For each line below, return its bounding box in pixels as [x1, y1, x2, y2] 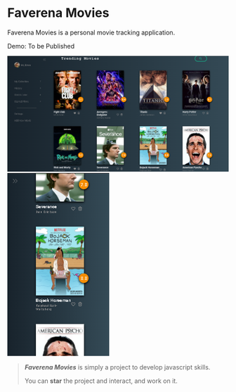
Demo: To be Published [7, 42, 75, 50]
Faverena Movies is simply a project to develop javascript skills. [24, 363, 211, 372]
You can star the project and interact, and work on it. [24, 377, 178, 385]
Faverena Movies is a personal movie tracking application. [7, 28, 176, 37]
